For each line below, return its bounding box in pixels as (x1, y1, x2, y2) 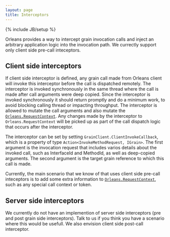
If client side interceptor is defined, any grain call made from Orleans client (5, 75, 162, 82)
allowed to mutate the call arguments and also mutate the (5, 108, 126, 114)
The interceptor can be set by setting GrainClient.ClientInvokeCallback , (5, 134, 159, 140)
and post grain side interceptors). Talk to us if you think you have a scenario (5, 215, 164, 222)
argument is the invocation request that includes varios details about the (5, 145, 157, 151)
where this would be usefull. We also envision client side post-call (5, 221, 144, 227)
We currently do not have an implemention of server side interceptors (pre (5, 210, 161, 216)
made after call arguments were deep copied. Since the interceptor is (5, 91, 151, 97)
